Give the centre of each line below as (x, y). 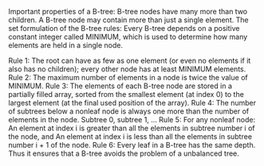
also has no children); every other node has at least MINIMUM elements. (127, 69)
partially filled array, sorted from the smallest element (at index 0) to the (126, 94)
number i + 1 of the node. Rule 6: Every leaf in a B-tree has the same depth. (132, 145)
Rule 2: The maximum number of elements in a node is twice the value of (128, 77)
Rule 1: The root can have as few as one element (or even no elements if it (130, 60)
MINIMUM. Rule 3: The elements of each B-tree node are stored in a (120, 86)
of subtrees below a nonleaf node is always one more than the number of (129, 111)
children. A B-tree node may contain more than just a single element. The (128, 20)
